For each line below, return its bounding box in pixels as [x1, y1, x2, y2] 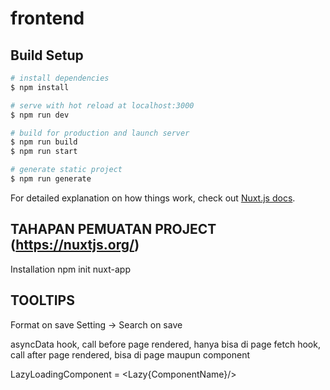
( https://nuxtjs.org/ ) [10, 237, 140, 254]
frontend [10, 7, 85, 30]
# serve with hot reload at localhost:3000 [10, 100, 195, 111]
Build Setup [10, 47, 84, 64]
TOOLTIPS [10, 292, 75, 309]
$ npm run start [10, 147, 78, 157]
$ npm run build [10, 137, 78, 147]
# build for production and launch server [10, 128, 190, 138]
